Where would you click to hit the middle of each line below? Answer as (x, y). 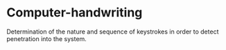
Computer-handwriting (75, 13)
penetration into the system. (47, 38)
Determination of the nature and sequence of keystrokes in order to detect (113, 32)
